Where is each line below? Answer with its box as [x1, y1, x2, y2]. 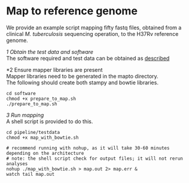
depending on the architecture [6, 150, 84, 156]
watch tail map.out [6, 171, 55, 177]
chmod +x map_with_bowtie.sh [6, 135, 79, 141]
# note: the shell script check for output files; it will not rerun [6, 155, 184, 161]
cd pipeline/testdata [6, 129, 60, 135]
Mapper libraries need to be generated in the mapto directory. [6, 72, 158, 80]
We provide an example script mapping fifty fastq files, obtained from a [6, 24, 182, 31]
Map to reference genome [6, 4, 138, 18]
